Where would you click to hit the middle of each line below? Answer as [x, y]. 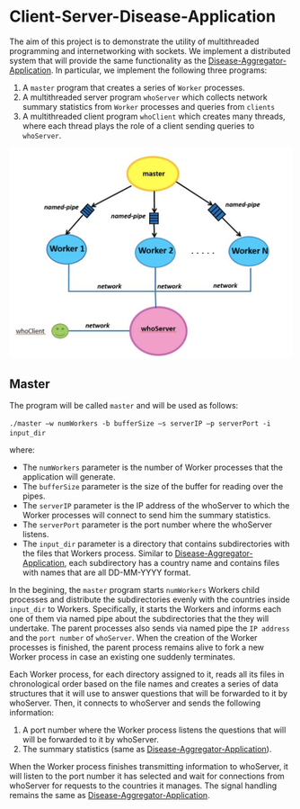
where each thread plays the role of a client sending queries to [138, 126]
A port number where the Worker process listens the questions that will [154, 730]
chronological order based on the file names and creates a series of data [144, 684]
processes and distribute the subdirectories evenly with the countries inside [150, 599]
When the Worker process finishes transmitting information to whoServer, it [149, 767]
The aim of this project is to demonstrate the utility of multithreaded [134, 41]
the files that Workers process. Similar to [97, 553]
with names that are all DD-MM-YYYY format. [106, 572]
